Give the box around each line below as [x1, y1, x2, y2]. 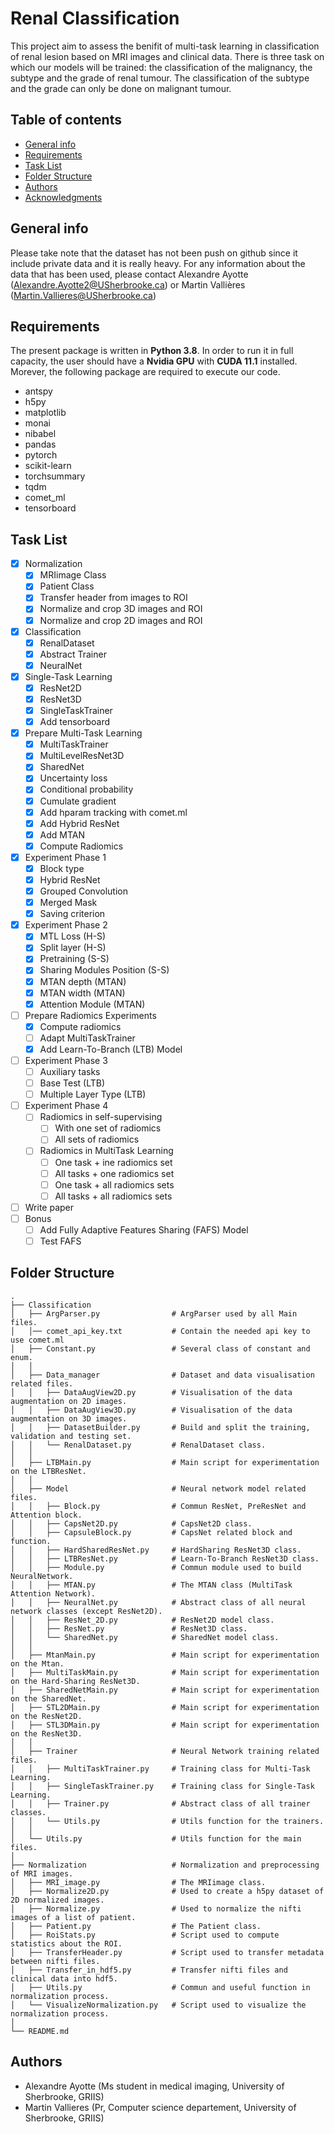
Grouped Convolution [39, 885, 128, 897]
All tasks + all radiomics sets [54, 1190, 173, 1202]
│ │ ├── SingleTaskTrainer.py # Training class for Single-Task [10, 1781, 315, 1791]
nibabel [24, 428, 57, 440]
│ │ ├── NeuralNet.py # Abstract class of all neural [10, 1597, 307, 1607]
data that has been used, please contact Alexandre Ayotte [10, 268, 249, 280]
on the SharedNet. [10, 1693, 87, 1704]
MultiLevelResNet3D [39, 750, 125, 762]
